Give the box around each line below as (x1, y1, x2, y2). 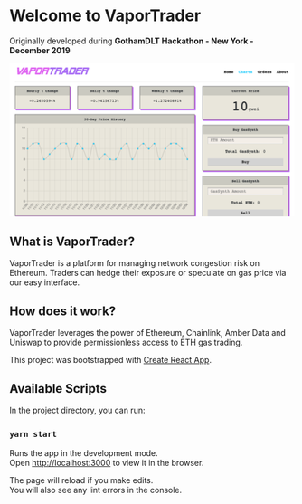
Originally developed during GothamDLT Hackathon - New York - (9, 35, 254, 46)
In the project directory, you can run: (9, 404, 146, 416)
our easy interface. (9, 277, 80, 288)
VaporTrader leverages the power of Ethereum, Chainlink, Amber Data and (9, 328, 287, 338)
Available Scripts (9, 381, 107, 396)
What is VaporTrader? (9, 234, 136, 250)
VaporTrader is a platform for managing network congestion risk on (9, 258, 260, 269)
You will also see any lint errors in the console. (9, 485, 183, 496)
